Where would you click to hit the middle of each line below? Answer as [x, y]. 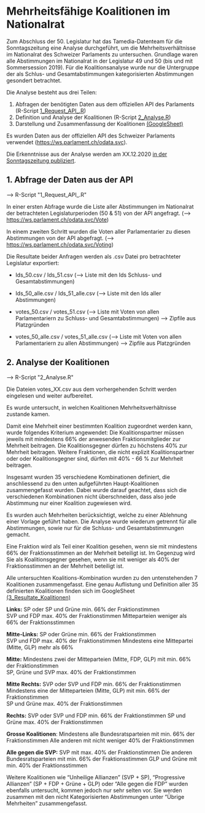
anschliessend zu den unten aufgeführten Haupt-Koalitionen [83, 484]
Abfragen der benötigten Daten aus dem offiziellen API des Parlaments [105, 104]
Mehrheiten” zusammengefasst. [47, 803]
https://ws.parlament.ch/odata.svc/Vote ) [58, 220]
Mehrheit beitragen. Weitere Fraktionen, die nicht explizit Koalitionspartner [100, 452]
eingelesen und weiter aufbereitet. [50, 395]
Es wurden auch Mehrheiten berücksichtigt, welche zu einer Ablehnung [97, 515]
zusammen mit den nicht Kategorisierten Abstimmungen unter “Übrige [95, 796]
